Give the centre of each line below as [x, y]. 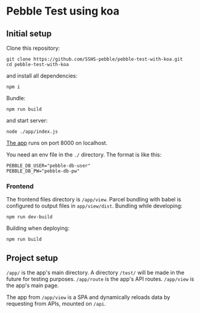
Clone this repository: [33, 48]
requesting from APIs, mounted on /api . [56, 304]
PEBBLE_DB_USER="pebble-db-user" [48, 166]
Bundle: [16, 98]
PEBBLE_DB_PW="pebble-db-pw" [43, 171]
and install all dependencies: [42, 76]
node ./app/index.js [32, 132]
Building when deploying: [38, 228]
